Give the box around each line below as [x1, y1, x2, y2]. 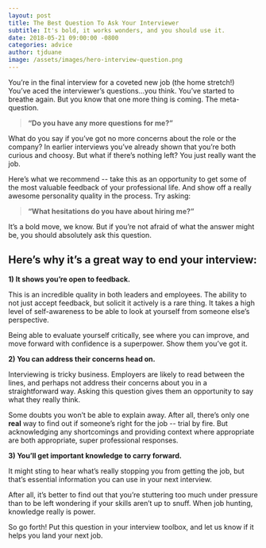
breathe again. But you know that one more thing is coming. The [8, 94, 218, 104]
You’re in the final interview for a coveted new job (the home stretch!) [8, 77, 235, 87]
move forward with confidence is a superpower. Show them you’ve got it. [8, 339, 248, 348]
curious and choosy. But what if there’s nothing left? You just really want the [8, 150, 256, 159]
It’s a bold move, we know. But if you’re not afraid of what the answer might [8, 221, 255, 231]
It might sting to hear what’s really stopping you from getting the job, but [8, 466, 245, 476]
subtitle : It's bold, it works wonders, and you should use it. [8, 26, 226, 34]
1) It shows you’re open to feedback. [8, 274, 131, 284]
